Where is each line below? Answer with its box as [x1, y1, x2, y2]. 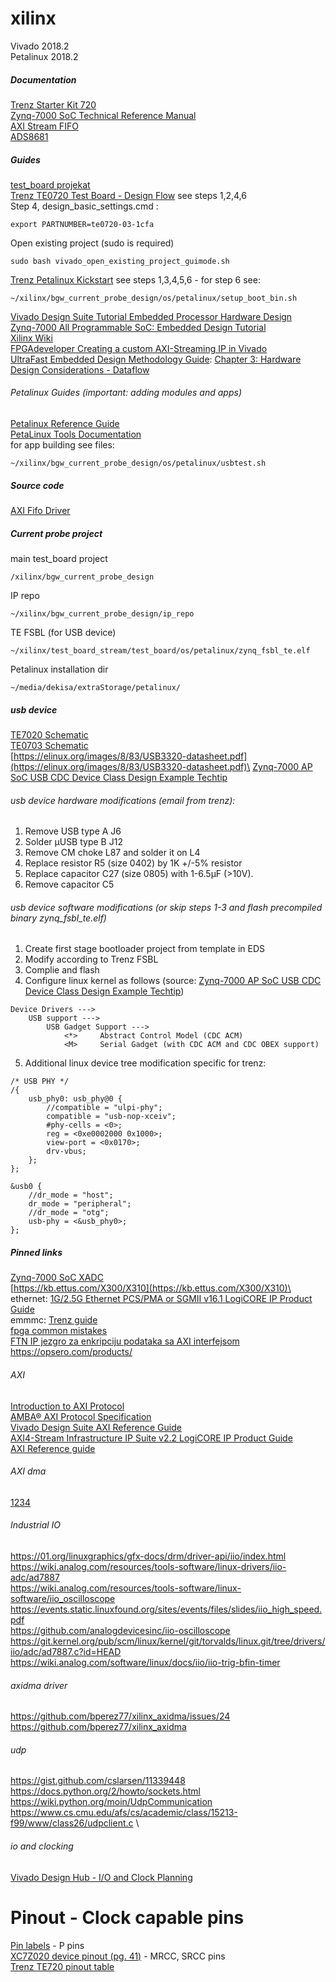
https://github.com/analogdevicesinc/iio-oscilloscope [10, 1624, 231, 1636]
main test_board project [10, 553, 108, 565]
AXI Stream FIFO [10, 120, 79, 132]
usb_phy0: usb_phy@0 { [28, 1094, 123, 1104]
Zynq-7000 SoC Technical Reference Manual [10, 109, 197, 121]
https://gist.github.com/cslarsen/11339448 [10, 1775, 186, 1787]
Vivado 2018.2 [10, 40, 70, 52]
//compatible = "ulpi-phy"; [46, 1103, 163, 1113]
